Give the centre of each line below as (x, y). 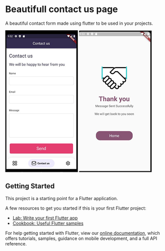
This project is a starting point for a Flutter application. (62, 198)
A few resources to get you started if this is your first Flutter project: (76, 208)
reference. (16, 243)
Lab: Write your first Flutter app (45, 218)
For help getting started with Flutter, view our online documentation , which (83, 233)
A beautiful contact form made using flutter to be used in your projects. (79, 23)
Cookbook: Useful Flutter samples (48, 223)
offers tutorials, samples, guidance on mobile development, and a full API (81, 238)
